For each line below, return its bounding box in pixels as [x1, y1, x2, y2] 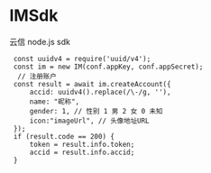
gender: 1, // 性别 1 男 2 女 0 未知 [29, 106, 163, 115]
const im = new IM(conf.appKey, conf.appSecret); [13, 62, 204, 71]
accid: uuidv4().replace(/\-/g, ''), [29, 87, 171, 96]
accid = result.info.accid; [29, 148, 135, 157]
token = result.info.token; [29, 140, 135, 149]
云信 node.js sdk [9, 36, 70, 47]
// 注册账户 [17, 71, 57, 81]
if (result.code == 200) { [13, 132, 115, 141]
